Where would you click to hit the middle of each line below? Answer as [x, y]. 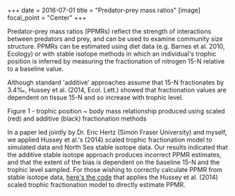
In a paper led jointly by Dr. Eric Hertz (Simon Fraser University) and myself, [117, 132]
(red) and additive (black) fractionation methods [77, 118]
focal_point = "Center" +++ [47, 18]
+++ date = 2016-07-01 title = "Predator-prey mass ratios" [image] [104, 10]
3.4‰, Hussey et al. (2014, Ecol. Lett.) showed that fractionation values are [117, 90]
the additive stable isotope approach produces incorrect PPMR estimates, [115, 155]
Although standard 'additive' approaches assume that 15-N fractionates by [116, 82]
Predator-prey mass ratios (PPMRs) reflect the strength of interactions [109, 31]
